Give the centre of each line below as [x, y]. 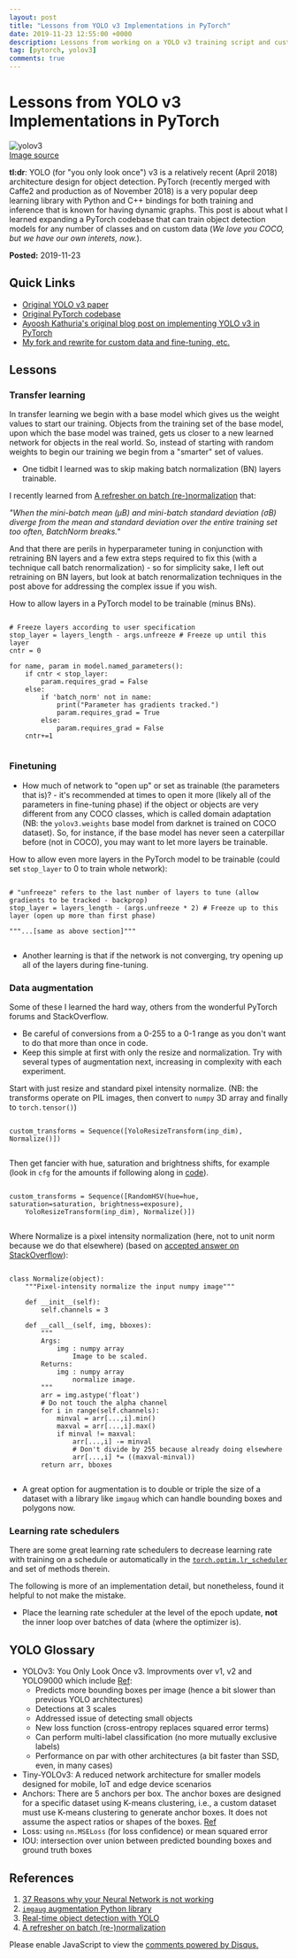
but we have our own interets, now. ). [76, 238]
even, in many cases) [74, 1765]
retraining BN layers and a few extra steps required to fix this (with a [133, 558]
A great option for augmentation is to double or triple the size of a [141, 1490]
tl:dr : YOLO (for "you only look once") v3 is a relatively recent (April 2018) [144, 172]
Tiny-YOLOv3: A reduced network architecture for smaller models [141, 1775]
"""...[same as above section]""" [73, 931]
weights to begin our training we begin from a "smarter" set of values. [136, 452]
